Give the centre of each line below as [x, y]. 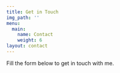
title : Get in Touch [33, 12]
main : [19, 29]
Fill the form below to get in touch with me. [60, 63]
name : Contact [35, 35]
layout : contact [27, 46]
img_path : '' [23, 18]
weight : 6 [30, 40]
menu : [13, 23]
